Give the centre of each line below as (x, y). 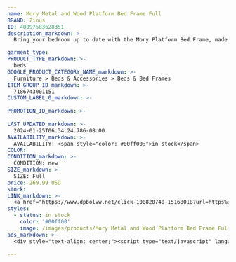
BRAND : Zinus (26, 20)
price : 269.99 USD (34, 183)
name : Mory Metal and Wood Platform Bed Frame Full (84, 14)
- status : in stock (42, 215)
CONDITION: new (36, 163)
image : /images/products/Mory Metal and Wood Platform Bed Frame (118, 228)
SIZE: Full (29, 176)
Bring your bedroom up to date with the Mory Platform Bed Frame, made (121, 40)
